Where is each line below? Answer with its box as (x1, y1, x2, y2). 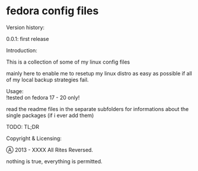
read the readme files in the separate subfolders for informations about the (6, 105, 189, 112)
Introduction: (6, 46, 37, 54)
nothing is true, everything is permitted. (6, 157, 103, 164)
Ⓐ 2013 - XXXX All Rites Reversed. (6, 146, 94, 153)
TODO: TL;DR (6, 123, 40, 130)
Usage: (6, 87, 24, 94)
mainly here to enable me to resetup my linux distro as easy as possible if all (6, 69, 193, 77)
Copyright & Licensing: (6, 135, 62, 142)
